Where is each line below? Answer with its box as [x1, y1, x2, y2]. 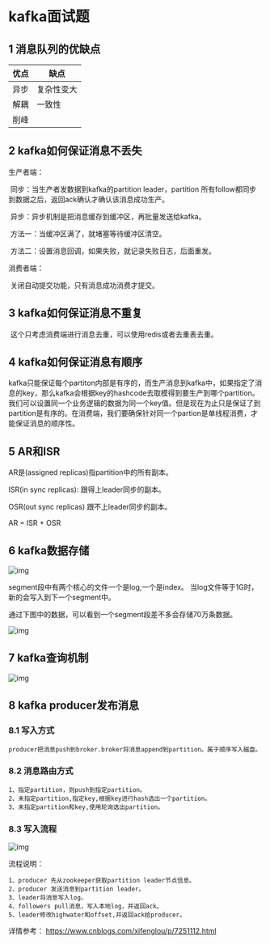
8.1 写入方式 [8, 725, 55, 736]
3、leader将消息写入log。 [8, 894, 87, 902]
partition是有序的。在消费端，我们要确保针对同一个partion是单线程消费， [8, 409, 251, 418]
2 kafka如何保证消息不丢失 [8, 144, 143, 158]
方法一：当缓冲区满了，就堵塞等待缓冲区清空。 [10, 228, 167, 239]
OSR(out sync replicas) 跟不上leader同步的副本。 [8, 502, 172, 512]
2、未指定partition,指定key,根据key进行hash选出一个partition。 [8, 794, 212, 802]
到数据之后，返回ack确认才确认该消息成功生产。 [8, 194, 170, 204]
